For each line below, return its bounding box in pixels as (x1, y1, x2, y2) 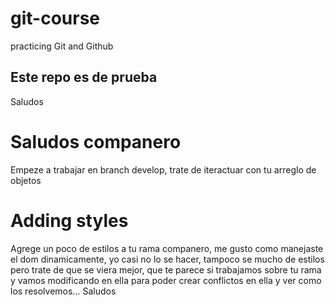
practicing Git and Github (10, 40, 114, 52)
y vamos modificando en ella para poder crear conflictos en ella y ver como (10, 274, 322, 286)
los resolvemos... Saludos (10, 285, 117, 297)
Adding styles (10, 209, 129, 232)
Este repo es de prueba (10, 69, 158, 86)
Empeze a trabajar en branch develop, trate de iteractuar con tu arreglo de (10, 163, 317, 176)
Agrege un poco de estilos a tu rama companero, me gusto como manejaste (10, 242, 324, 254)
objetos (10, 174, 42, 186)
